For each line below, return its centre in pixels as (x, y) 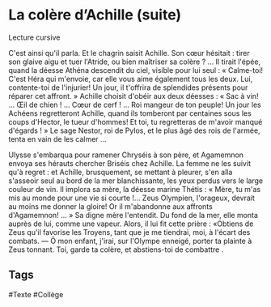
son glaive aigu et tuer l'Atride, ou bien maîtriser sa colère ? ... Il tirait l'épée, (135, 62)
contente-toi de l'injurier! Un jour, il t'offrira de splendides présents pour (128, 87)
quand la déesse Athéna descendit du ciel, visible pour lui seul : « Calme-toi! (136, 70)
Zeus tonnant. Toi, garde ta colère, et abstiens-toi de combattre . (116, 249)
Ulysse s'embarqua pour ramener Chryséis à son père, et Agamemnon (126, 155)
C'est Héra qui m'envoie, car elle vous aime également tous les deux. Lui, (131, 79)
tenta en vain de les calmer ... (57, 139)
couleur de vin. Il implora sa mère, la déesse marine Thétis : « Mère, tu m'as (135, 189)
